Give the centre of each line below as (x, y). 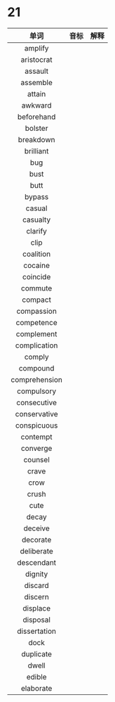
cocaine (37, 265)
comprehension (37, 379)
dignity (36, 574)
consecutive (37, 402)
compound (36, 368)
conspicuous (36, 425)
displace (37, 608)
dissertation (36, 631)
